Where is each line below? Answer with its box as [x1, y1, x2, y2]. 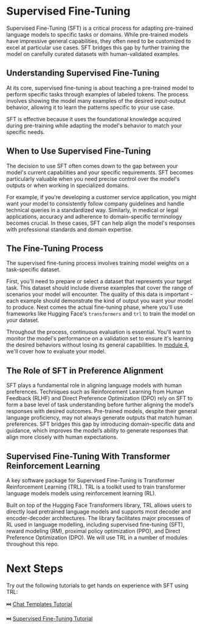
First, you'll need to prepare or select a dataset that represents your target [6, 278, 192, 285]
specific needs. [6, 128, 45, 135]
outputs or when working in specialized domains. [6, 182, 129, 189]
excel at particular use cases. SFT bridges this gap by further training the [6, 44, 190, 51]
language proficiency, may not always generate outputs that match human [6, 414, 193, 422]
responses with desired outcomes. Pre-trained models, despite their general [6, 407, 198, 415]
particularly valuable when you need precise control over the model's [6, 175, 181, 182]
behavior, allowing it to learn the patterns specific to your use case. [6, 104, 175, 111]
